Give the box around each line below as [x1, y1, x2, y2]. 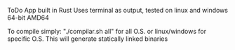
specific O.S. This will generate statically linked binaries [7, 35, 168, 43]
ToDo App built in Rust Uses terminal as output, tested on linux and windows [7, 6, 228, 14]
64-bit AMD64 [7, 13, 49, 22]
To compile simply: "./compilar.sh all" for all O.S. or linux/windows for [7, 27, 207, 35]
